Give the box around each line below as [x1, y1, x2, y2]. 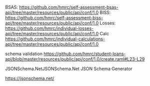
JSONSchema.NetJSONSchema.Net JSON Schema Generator [5, 66, 133, 72]
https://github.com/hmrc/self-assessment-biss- [5, 15, 103, 20]
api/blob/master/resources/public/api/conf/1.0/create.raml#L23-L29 [5, 56, 145, 62]
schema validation [5, 51, 43, 57]
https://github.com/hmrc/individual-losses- [5, 25, 94, 31]
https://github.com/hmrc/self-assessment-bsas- [19, 4, 119, 10]
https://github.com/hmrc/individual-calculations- [5, 36, 106, 42]
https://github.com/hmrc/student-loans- [43, 51, 126, 57]
